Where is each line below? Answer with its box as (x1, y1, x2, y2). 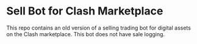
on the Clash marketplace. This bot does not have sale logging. (6, 30, 165, 37)
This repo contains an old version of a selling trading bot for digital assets (6, 24, 191, 31)
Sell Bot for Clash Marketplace (6, 4, 163, 18)
